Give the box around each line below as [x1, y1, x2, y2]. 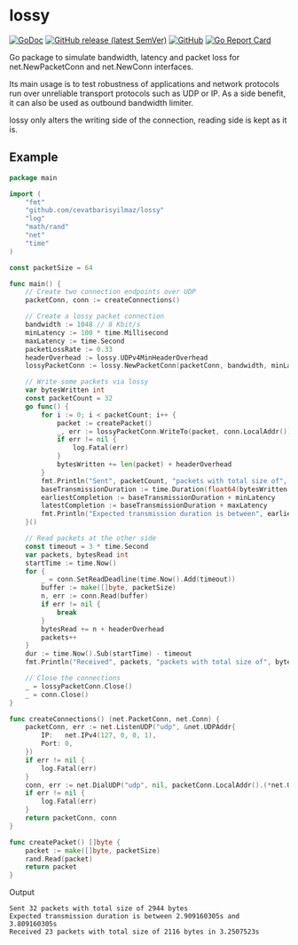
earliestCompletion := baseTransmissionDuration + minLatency [41, 493, 276, 502]
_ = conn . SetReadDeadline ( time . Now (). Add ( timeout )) [41, 575, 237, 584]
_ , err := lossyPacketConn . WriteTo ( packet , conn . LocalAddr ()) [56, 427, 292, 436]
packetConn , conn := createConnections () [25, 296, 180, 305]
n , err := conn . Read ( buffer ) [41, 592, 149, 600]
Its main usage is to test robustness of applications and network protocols [9, 78, 279, 89]
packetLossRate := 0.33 [25, 345, 114, 353]
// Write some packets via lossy [25, 377, 149, 386]
